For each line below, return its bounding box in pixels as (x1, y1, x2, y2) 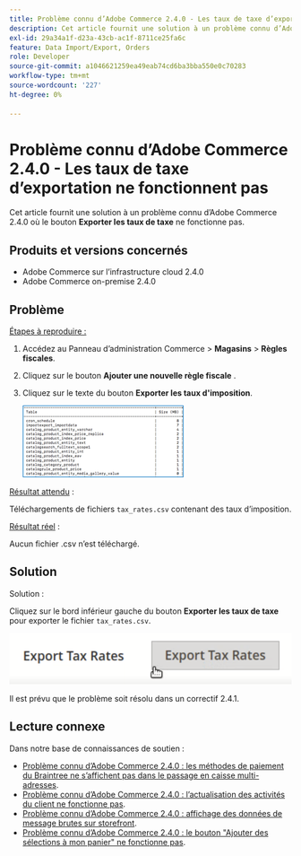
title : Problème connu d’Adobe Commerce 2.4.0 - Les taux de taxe (9, 14, 262, 23)
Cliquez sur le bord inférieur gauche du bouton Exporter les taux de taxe (9, 606, 279, 616)
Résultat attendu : (9, 486, 74, 497)
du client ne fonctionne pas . (21, 799, 126, 809)
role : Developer (9, 52, 70, 62)
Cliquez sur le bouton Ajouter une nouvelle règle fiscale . (21, 371, 236, 381)
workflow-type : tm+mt (9, 72, 90, 81)
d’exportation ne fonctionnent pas (9, 178, 269, 197)
